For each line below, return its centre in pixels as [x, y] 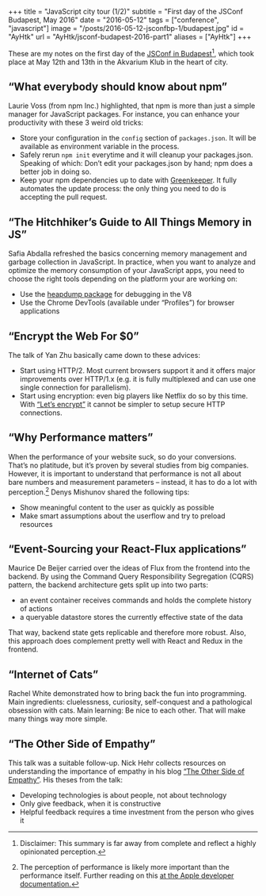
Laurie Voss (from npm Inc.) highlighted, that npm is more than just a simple [132, 106]
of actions [36, 609]
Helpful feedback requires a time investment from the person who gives [137, 812]
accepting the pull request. [63, 197]
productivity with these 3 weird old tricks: [76, 123]
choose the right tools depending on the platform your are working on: [123, 279]
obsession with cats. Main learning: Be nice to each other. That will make [127, 710]
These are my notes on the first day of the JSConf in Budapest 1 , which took [131, 53]
